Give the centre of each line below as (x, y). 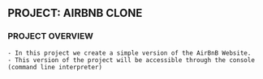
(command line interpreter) (55, 67)
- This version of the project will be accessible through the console (131, 60)
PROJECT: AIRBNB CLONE (75, 13)
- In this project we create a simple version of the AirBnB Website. (129, 53)
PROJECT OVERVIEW (51, 36)
